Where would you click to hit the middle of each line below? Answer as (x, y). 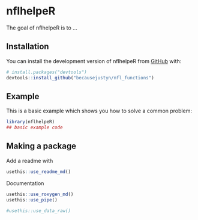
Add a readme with (30, 160)
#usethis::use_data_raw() (38, 211)
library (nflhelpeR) (31, 122)
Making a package (41, 146)
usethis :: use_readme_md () (38, 172)
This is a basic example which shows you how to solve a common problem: (99, 111)
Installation (28, 47)
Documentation (25, 183)
